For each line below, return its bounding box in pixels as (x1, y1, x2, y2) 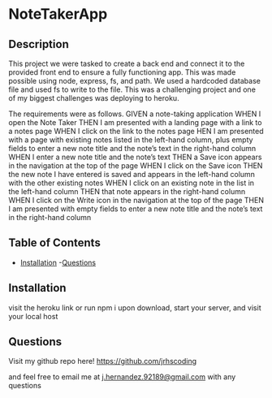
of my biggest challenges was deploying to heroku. (8, 93, 180, 102)
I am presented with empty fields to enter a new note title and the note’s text (8, 204, 263, 214)
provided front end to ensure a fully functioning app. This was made (8, 67, 236, 77)
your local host (8, 311, 58, 321)
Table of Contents (8, 236, 101, 250)
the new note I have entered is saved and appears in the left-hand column (8, 170, 256, 179)
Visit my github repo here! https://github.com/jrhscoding (8, 357, 197, 366)
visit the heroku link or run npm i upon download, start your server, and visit (8, 302, 261, 313)
